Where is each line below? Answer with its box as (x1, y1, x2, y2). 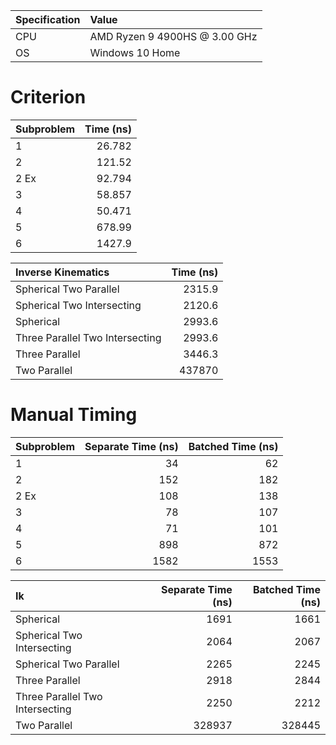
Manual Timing (10, 404, 138, 426)
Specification (15, 13, 81, 26)
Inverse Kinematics (15, 265, 110, 279)
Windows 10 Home (89, 46, 181, 59)
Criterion (10, 86, 87, 109)
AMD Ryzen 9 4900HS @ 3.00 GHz (89, 30, 258, 43)
